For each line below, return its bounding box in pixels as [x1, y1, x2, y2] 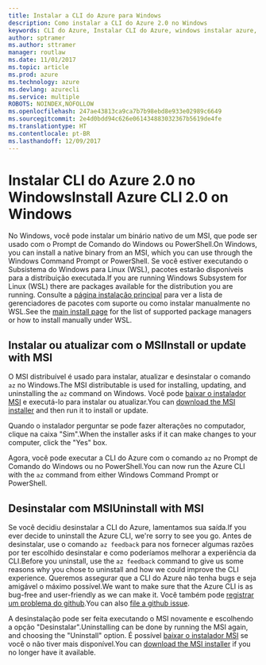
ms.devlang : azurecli [8, 85, 80, 94]
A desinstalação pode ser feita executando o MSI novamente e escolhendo [8, 614, 254, 624]
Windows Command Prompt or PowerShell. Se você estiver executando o [8, 256, 249, 266]
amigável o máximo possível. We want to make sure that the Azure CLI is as [8, 582, 253, 591]
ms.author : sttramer [8, 41, 77, 49]
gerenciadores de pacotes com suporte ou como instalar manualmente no [8, 298, 251, 308]
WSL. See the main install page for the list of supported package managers [8, 307, 253, 317]
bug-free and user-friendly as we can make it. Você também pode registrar [8, 590, 254, 600]
